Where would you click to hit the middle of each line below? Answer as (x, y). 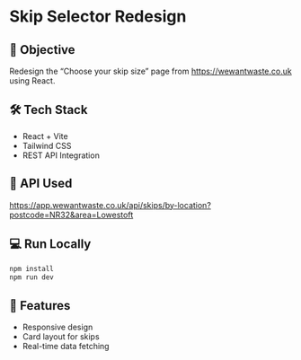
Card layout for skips (61, 337)
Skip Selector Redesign (98, 17)
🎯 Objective (42, 50)
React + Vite (45, 136)
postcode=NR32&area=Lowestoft (71, 215)
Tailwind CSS (47, 145)
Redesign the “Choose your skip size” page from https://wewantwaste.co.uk (150, 71)
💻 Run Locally (50, 244)
